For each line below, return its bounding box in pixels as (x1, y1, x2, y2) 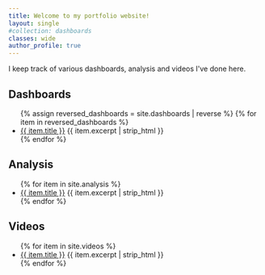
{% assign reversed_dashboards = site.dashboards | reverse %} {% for (19, 108, 257, 118)
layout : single (8, 19, 60, 27)
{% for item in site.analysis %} (19, 179, 121, 189)
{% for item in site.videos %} (19, 241, 116, 251)
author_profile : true (8, 42, 82, 50)
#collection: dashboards (8, 27, 92, 35)
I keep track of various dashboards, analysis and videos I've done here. (8, 64, 246, 73)
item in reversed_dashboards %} (19, 117, 129, 127)
